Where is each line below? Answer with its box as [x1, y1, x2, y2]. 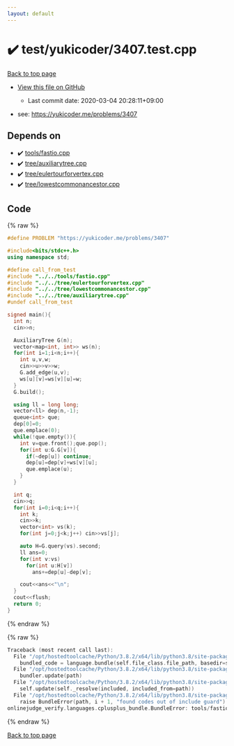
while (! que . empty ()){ [13, 433, 77, 441]
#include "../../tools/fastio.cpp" [7, 273, 111, 280]
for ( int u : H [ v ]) [25, 562, 73, 569]
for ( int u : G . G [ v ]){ [19, 446, 77, 453]
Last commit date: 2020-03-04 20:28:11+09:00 [27, 96, 164, 104]
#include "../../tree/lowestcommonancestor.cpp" [7, 286, 151, 293]
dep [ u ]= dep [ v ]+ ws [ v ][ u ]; [25, 459, 98, 466]
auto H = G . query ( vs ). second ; [19, 543, 101, 550]
